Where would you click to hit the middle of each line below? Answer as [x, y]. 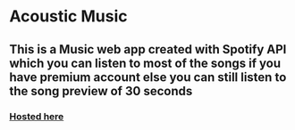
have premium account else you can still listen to [148, 77]
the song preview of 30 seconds [101, 91]
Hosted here [37, 116]
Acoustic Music [68, 16]
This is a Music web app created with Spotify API [148, 49]
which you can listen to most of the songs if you [145, 63]
